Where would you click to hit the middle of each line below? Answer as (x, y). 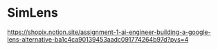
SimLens (33, 13)
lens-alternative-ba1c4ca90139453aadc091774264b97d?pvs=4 (98, 39)
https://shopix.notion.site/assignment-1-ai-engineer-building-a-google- (109, 32)
